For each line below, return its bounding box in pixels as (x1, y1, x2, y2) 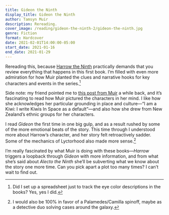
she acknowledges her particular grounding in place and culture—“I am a (5, 101, 157, 107)
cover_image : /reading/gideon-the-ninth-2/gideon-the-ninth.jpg (5, 26, 143, 31)
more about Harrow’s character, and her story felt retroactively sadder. (5, 132, 152, 138)
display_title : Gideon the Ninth (5, 12, 75, 17)
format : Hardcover (5, 36, 44, 41)
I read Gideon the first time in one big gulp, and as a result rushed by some (5, 121, 160, 127)
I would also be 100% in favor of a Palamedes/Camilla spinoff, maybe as (12, 198, 162, 204)
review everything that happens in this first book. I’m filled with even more (5, 68, 158, 75)
